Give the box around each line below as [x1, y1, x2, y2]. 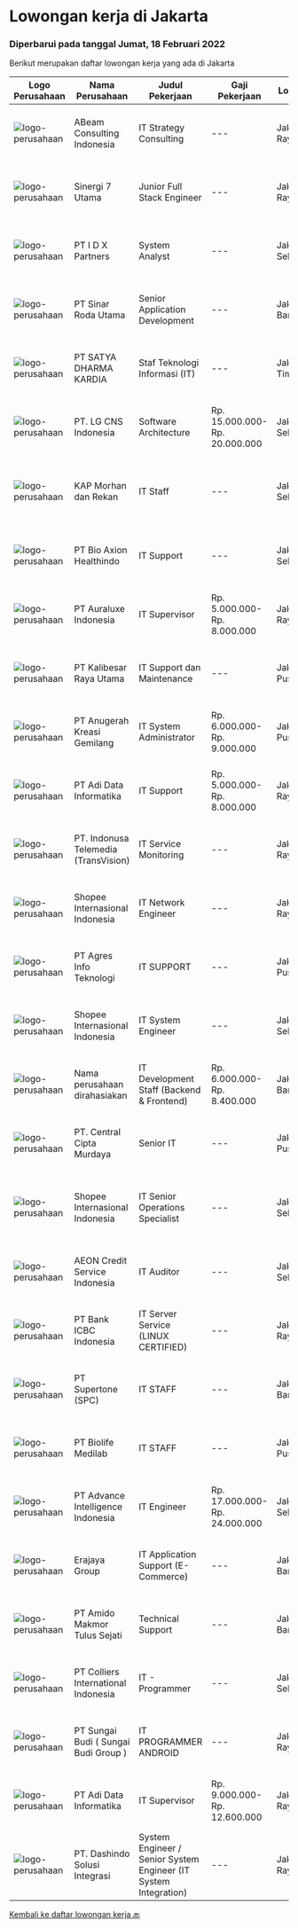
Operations [138, 1202, 185, 1214]
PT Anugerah [74, 715, 129, 727]
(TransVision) [74, 854, 130, 866]
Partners [74, 250, 110, 263]
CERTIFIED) [138, 1341, 188, 1353]
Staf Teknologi [138, 357, 200, 369]
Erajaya [74, 1554, 106, 1566]
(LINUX [138, 1330, 169, 1343]
